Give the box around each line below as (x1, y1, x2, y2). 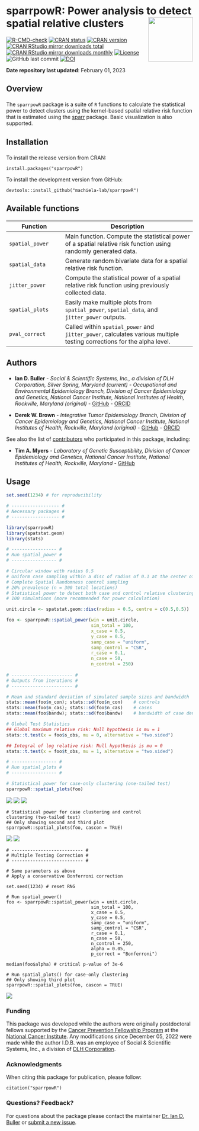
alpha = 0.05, (91, 946, 126, 951)
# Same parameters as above (6, 868, 76, 874)
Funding (6, 1007, 31, 1015)
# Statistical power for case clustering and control (6, 809, 142, 815)
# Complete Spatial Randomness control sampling (6, 579, 129, 585)
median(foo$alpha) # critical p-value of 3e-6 (6, 961, 123, 967)
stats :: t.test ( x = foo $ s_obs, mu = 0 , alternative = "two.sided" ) (6, 732, 174, 738)
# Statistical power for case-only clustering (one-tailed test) (6, 781, 171, 787)
